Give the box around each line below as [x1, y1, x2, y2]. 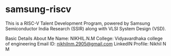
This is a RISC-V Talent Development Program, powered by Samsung [5, 20, 151, 26]
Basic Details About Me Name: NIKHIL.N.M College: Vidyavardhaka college [5, 35, 163, 41]
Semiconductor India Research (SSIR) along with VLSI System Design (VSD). [5, 25, 166, 31]
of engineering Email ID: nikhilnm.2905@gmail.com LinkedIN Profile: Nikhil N [5, 40, 166, 46]
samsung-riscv [5, 4, 71, 15]
